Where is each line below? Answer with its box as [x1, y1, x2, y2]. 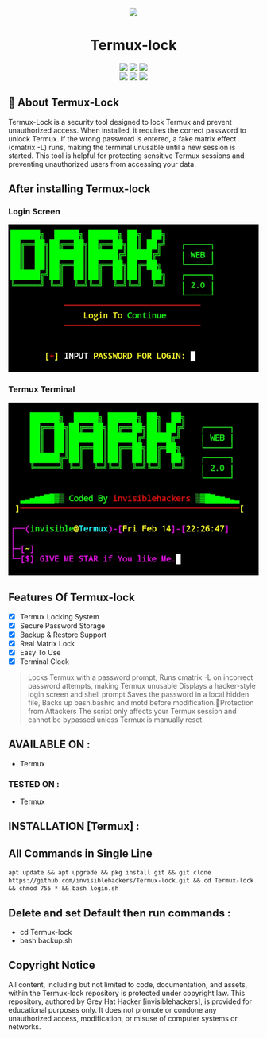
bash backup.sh [19, 936, 73, 945]
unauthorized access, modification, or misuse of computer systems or [8, 1013, 238, 1023]
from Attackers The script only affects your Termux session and [27, 706, 237, 716]
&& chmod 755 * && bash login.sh [8, 885, 119, 893]
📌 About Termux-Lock [8, 96, 119, 110]
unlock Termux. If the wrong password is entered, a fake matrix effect [8, 133, 237, 143]
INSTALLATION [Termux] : [8, 820, 140, 833]
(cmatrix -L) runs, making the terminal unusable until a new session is [8, 142, 236, 152]
